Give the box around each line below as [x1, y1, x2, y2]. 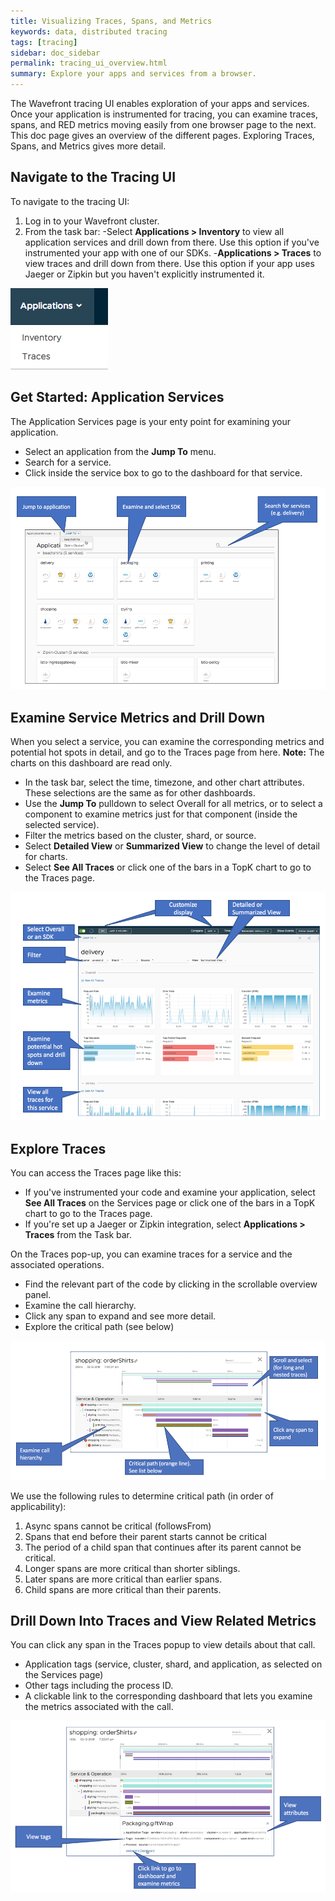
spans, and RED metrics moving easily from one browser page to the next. [10, 119, 317, 130]
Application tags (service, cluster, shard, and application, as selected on [24, 1658, 323, 1670]
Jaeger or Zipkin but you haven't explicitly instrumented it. [24, 268, 265, 280]
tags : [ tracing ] [10, 37, 78, 47]
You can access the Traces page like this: [10, 1166, 182, 1179]
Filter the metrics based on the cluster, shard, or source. [24, 830, 257, 842]
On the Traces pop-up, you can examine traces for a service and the [10, 1248, 293, 1260]
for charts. [24, 851, 68, 863]
